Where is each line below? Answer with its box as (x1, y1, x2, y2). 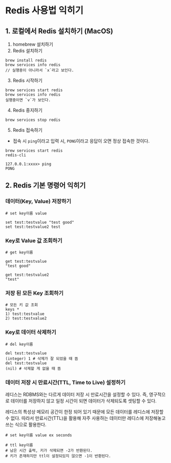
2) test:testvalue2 (5, 316, 47, 321)
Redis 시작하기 (12, 77, 42, 83)
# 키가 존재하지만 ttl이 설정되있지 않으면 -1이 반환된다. (5, 453, 111, 458)
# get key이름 (5, 249, 33, 255)
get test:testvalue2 (5, 272, 50, 277)
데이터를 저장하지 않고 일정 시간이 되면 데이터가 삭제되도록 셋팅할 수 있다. (10, 397, 157, 404)
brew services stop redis (5, 117, 60, 122)
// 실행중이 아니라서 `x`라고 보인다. (5, 68, 74, 73)
